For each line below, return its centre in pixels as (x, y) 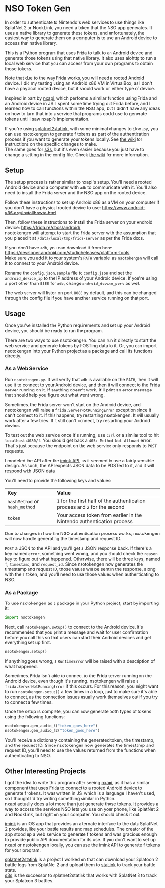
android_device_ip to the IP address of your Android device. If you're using (81, 278)
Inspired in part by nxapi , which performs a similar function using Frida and (81, 98)
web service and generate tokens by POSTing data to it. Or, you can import (81, 345)
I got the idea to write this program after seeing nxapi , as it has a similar (77, 783)
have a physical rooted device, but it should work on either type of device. (80, 88)
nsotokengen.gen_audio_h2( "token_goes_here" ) (52, 730)
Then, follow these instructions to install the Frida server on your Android (79, 222)
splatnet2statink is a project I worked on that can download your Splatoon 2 (82, 860)
